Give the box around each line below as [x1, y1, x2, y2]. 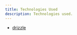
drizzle [12, 24, 26, 30]
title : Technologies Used [5, 7, 58, 12]
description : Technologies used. [5, 12, 73, 16]
